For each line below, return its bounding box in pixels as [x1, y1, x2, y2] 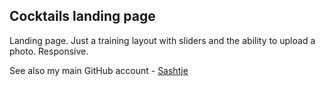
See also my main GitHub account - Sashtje [9, 64, 189, 76]
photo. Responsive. [9, 45, 89, 57]
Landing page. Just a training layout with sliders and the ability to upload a [9, 34, 316, 46]
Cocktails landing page [9, 8, 156, 25]
